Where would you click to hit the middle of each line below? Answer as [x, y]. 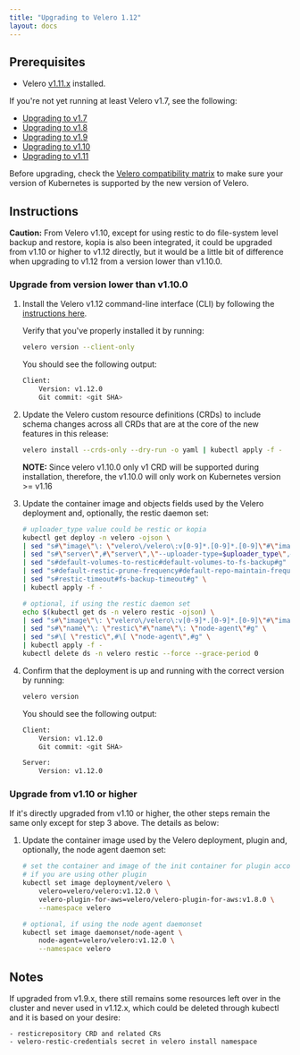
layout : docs [33, 26]
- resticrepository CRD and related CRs [86, 1034]
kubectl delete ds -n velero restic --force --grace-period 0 [140, 654]
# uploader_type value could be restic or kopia [114, 529]
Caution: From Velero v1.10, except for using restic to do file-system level [144, 233]
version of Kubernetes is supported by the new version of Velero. [129, 183]
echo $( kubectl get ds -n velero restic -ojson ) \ [118, 612]
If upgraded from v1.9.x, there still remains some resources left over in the [145, 999]
